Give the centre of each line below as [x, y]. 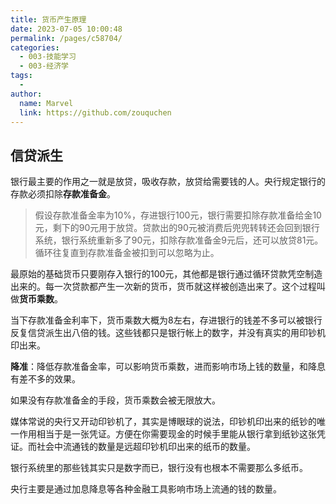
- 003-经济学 [44, 66]
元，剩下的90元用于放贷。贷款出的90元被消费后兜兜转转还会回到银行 [177, 228]
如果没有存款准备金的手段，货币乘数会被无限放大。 [115, 400]
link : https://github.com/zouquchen [95, 112]
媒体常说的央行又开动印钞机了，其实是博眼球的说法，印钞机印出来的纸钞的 [163, 422]
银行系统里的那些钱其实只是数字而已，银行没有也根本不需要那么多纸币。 [159, 468]
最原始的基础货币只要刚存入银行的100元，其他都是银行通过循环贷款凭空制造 [166, 274]
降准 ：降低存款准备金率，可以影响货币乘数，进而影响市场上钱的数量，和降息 [168, 367]
